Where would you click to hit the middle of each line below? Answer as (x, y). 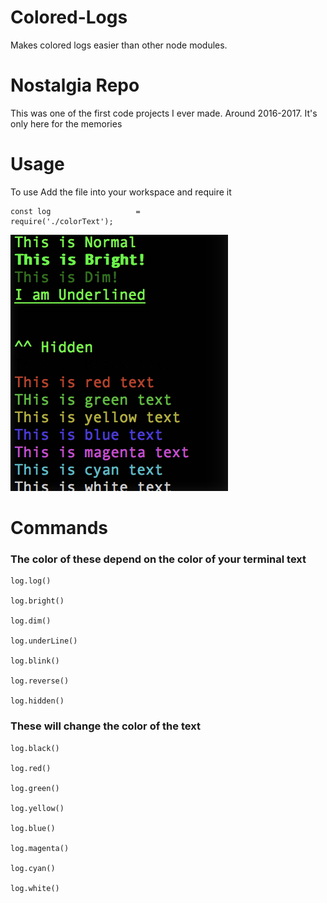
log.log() (31, 581)
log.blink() (35, 661)
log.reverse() (40, 681)
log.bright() (37, 601)
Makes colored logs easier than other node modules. (119, 45)
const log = (75, 211)
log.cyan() (33, 868)
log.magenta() (40, 848)
